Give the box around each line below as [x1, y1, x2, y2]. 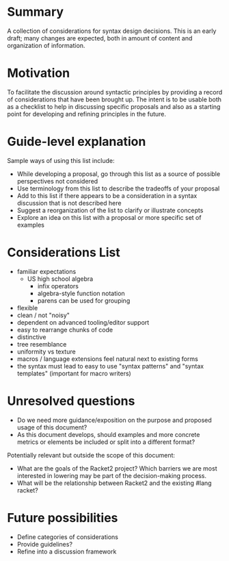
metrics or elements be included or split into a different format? [16, 438, 196, 446]
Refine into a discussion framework [16, 547, 117, 556]
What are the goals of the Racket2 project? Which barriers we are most [16, 464, 217, 473]
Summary [7, 4, 64, 20]
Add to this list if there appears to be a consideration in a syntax [16, 191, 198, 199]
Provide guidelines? [16, 540, 73, 548]
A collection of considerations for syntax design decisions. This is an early [7, 27, 217, 35]
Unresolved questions [7, 393, 135, 408]
